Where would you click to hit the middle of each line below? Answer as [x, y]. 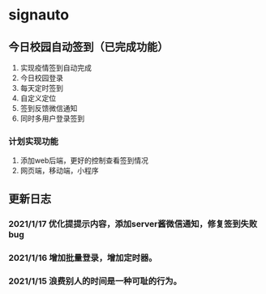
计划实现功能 [34, 141]
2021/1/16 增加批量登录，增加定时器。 [83, 258]
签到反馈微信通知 [49, 108]
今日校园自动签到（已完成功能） [88, 47]
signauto [39, 15]
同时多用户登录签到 [52, 118]
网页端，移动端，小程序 [59, 171]
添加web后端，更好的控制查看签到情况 [84, 160]
